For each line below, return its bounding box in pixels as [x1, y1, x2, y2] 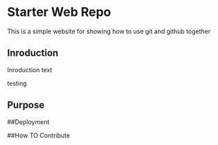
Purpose [7, 99, 45, 111]
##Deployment [7, 117, 50, 126]
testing [7, 79, 27, 87]
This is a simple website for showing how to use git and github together [7, 27, 211, 35]
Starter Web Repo [7, 4, 111, 20]
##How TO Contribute [7, 131, 71, 139]
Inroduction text [7, 65, 53, 74]
